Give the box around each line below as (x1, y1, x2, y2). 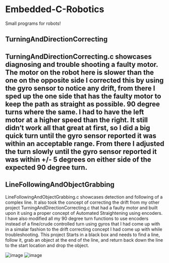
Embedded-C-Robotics (5, 4, 104, 15)
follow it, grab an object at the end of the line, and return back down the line (5, 237, 163, 243)
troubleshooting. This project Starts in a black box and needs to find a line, (5, 232, 160, 238)
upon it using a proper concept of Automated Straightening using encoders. (5, 210, 163, 216)
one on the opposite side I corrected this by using (5, 76, 164, 85)
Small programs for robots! (5, 20, 61, 26)
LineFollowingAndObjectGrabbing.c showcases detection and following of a (5, 194, 163, 200)
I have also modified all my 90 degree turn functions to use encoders (5, 215, 149, 221)
